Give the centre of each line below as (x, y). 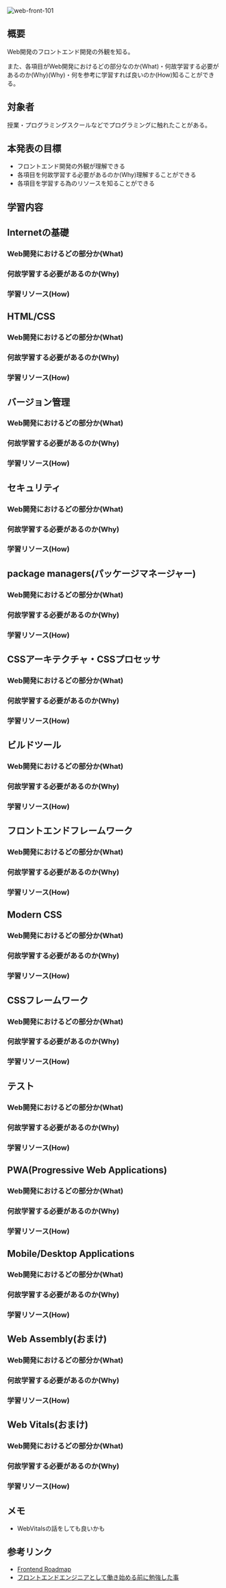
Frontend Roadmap (44, 1569)
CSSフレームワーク (48, 1000)
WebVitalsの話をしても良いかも (61, 1528)
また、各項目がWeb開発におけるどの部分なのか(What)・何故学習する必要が (113, 66)
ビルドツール (34, 745)
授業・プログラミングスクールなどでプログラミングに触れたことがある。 (109, 125)
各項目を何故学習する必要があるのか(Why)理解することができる (106, 175)
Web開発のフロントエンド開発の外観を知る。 (71, 51)
